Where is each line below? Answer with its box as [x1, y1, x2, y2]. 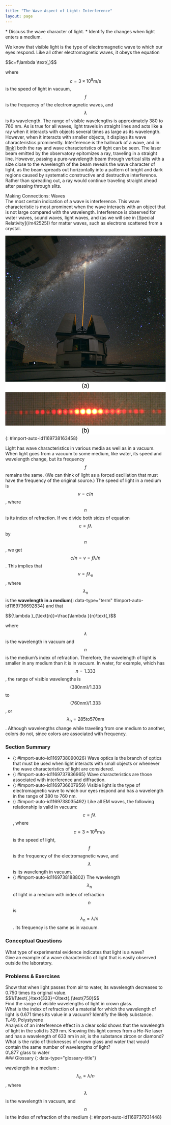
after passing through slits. [5, 183, 62, 189]
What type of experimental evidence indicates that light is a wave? [5, 949, 145, 955]
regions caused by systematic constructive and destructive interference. [5, 172, 158, 179]
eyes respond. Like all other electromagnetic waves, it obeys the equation [5, 49, 160, 55]
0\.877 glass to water [5, 1049, 50, 1055]
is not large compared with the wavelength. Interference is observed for [5, 209, 156, 215]
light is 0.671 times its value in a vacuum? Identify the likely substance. [5, 1011, 153, 1018]
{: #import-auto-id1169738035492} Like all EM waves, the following [12, 799, 154, 805]
